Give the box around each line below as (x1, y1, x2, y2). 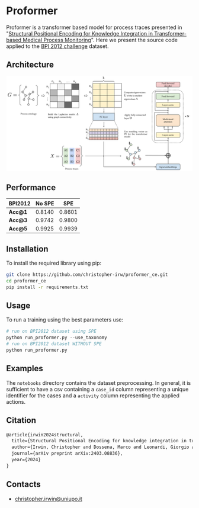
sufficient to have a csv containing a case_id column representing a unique (6, 385, 189, 393)
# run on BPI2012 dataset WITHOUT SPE (6, 341, 102, 347)
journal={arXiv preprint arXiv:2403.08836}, (11, 451, 123, 456)
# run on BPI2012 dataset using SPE (6, 329, 97, 335)
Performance (6, 182, 56, 193)
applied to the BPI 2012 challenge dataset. (6, 43, 109, 50)
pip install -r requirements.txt (6, 284, 89, 290)
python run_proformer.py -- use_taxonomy (6, 335, 108, 341)
